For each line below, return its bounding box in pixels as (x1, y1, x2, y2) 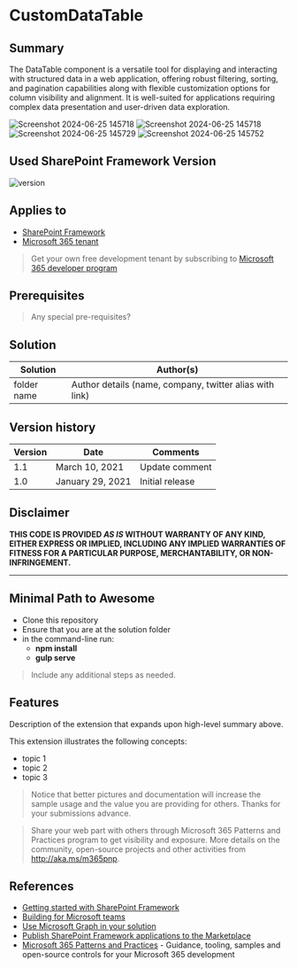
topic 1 (21, 753, 47, 763)
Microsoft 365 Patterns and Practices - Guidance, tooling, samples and (21, 940, 281, 950)
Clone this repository (21, 615, 99, 625)
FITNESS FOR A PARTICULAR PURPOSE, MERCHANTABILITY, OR (9, 547, 251, 558)
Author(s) (156, 364, 199, 376)
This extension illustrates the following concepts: (9, 736, 187, 747)
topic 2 (21, 763, 49, 773)
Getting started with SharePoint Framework (21, 902, 179, 913)
